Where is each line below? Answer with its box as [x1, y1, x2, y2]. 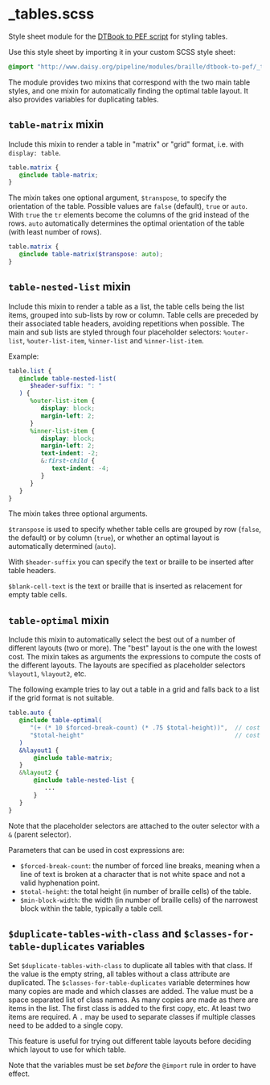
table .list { [8, 367, 52, 375]
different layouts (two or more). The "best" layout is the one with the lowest [8, 643, 258, 653]
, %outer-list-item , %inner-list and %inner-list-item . [22, 335, 205, 345]
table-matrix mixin [8, 118, 104, 131]
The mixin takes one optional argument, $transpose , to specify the [8, 193, 227, 202]
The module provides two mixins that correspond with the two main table [8, 77, 251, 87]
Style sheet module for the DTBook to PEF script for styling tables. [8, 31, 228, 41]
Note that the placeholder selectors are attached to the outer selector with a [8, 821, 260, 830]
